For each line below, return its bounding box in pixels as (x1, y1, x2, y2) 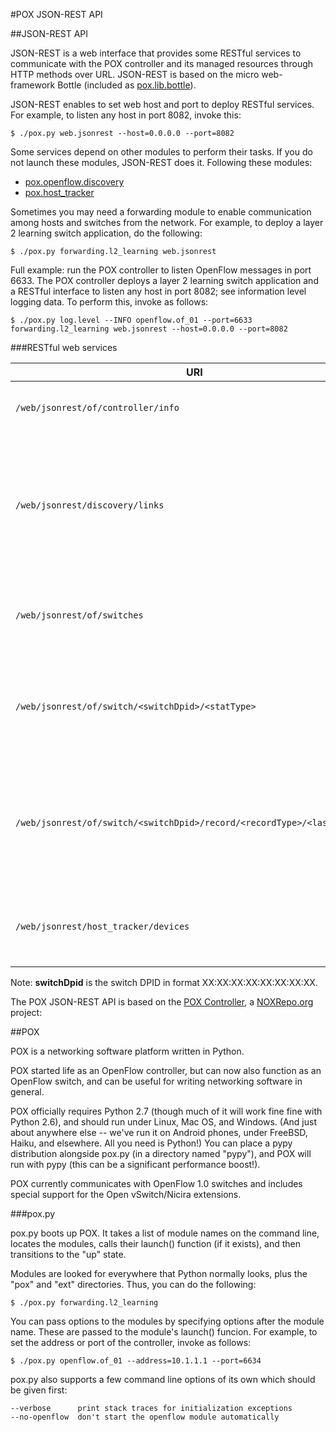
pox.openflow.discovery (24, 176, 125, 188)
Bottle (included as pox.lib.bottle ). (57, 79, 197, 91)
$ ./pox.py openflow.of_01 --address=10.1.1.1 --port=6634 (10, 1356, 262, 1366)
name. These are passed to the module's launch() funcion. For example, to (10, 1326, 318, 1338)
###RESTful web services (10, 342, 118, 353)
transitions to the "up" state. (10, 1249, 127, 1260)
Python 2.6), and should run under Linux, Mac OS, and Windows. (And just (10, 1116, 317, 1128)
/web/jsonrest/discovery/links (15, 500, 165, 511)
